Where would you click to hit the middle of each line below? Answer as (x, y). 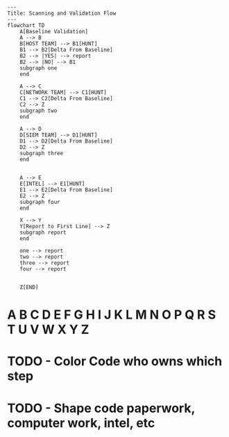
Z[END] (29, 287)
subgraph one (39, 68)
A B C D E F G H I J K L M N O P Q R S (112, 315)
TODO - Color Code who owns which (115, 361)
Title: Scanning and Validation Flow (62, 13)
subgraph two (39, 111)
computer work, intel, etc (81, 423)
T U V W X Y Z (48, 329)
